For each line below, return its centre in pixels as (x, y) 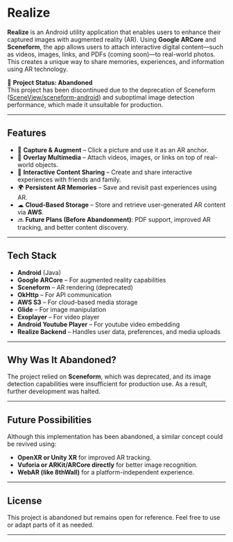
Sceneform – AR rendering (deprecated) (75, 287)
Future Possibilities (50, 420)
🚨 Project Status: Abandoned (50, 82)
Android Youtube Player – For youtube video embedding (98, 324)
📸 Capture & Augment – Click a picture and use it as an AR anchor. (113, 150)
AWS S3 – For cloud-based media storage (77, 302)
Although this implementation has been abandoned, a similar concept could (115, 437)
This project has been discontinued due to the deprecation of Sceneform (111, 90)
